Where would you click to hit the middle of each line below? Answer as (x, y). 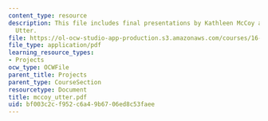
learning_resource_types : (51, 53)
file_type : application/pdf (55, 45)
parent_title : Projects (48, 75)
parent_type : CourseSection (55, 82)
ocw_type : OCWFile (39, 68)
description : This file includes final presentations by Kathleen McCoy (132, 23)
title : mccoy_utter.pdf (48, 97)
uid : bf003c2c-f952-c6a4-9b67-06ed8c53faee (82, 104)
